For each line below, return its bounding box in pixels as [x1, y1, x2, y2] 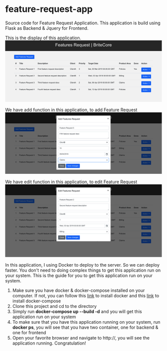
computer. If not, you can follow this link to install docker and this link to [12, 292, 160, 298]
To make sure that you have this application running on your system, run [12, 319, 161, 325]
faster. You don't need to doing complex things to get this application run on [5, 267, 161, 273]
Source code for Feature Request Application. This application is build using [5, 20, 161, 26]
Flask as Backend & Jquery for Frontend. [5, 25, 88, 31]
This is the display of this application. [5, 35, 82, 41]
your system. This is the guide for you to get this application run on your [5, 272, 153, 279]
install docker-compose [12, 298, 61, 304]
